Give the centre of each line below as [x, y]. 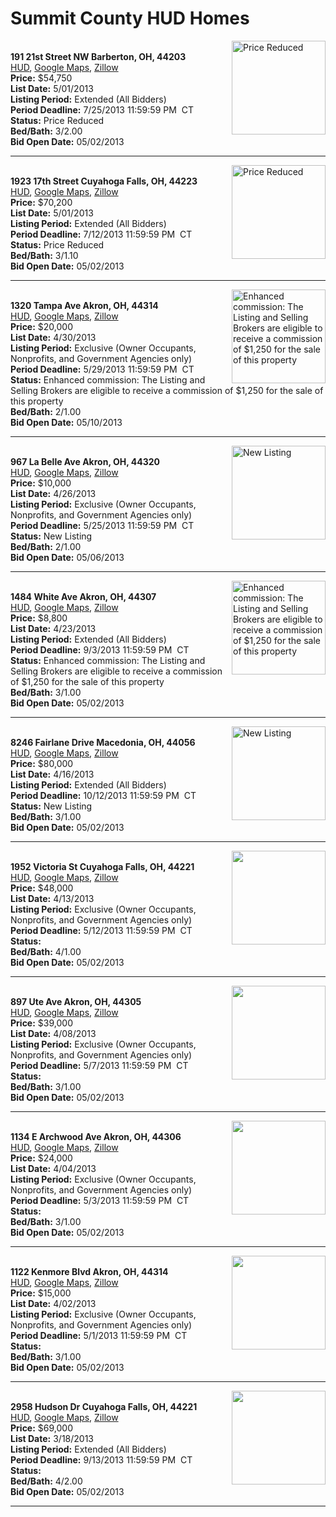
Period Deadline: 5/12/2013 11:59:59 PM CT [101, 930]
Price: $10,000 [41, 483]
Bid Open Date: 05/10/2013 [66, 422]
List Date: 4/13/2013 [52, 898]
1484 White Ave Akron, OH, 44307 [83, 596]
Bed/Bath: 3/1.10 [44, 255]
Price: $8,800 [39, 618]
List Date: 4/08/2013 [53, 1033]
